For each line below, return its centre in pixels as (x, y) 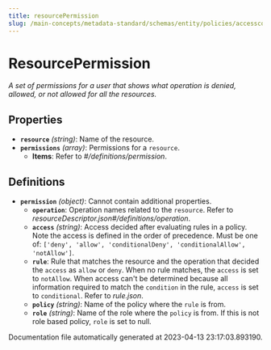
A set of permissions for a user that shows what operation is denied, (122, 86)
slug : (17, 23)
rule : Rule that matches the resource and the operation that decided (146, 261)
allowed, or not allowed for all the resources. (83, 95)
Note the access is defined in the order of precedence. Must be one (145, 236)
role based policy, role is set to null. (92, 322)
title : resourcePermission (54, 16)
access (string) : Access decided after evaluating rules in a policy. (140, 227)
